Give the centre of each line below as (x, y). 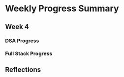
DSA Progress (22, 41)
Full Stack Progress (29, 53)
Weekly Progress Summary (62, 9)
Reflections (23, 69)
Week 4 (17, 27)
